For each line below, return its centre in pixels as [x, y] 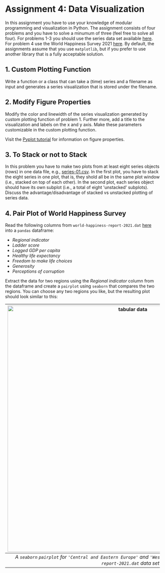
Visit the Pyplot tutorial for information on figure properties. [65, 139]
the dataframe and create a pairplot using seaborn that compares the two [80, 286]
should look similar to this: [31, 297]
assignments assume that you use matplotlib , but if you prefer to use [76, 49]
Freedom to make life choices [42, 261]
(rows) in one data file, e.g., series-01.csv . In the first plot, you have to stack [82, 172]
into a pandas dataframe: [29, 230]
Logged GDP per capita [36, 251]
